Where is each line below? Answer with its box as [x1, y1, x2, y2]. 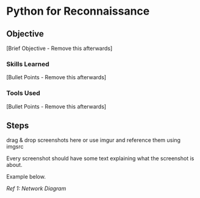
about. [6, 161, 23, 169]
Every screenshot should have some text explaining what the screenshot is [6, 155, 195, 162]
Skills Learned [6, 60, 50, 68]
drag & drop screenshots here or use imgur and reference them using [6, 136, 181, 144]
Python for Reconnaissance [6, 4, 150, 18]
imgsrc [6, 143, 24, 150]
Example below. [6, 173, 46, 180]
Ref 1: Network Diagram [6, 185, 66, 193]
